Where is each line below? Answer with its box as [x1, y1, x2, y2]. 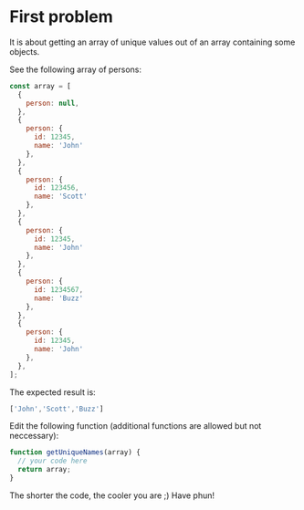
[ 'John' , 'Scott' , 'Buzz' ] [9, 404, 104, 413]
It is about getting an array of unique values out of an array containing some [9, 36, 296, 47]
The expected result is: [9, 386, 96, 398]
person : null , [26, 99, 79, 108]
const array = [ [9, 81, 71, 90]
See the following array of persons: [9, 64, 142, 75]
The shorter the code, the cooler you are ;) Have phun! [9, 490, 215, 501]
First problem [9, 6, 114, 27]
